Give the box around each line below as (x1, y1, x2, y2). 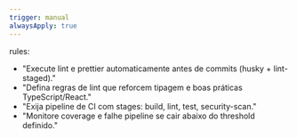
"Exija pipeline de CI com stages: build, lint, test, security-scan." (21, 101, 257, 111)
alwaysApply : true (9, 21, 77, 30)
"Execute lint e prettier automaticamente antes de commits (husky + (21, 63, 272, 74)
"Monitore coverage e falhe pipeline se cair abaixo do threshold (21, 110, 255, 121)
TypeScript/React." (21, 91, 92, 102)
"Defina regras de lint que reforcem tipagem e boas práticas (21, 82, 243, 93)
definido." (21, 119, 59, 130)
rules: (9, 45, 30, 56)
